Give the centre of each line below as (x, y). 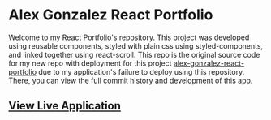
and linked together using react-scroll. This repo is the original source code (134, 54)
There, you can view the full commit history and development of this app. (131, 80)
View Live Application (65, 106)
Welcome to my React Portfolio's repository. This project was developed (129, 37)
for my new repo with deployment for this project (90, 63)
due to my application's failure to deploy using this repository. (141, 71)
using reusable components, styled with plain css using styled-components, (136, 45)
